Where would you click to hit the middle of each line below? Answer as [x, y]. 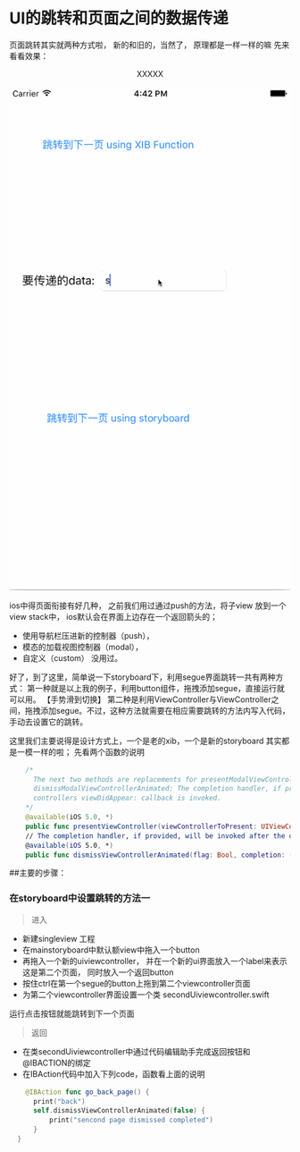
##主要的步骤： [38, 873]
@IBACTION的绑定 [56, 1063]
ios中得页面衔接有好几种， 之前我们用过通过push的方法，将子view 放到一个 [148, 606]
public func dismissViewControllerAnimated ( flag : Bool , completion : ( [159, 855]
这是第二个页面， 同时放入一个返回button [98, 972]
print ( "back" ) [59, 1101]
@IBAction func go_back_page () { [87, 1092]
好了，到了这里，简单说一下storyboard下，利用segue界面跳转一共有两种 [142, 677]
